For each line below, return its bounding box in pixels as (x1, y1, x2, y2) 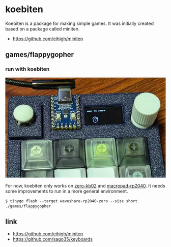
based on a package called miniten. (5, 25, 80, 32)
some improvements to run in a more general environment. (5, 188, 128, 194)
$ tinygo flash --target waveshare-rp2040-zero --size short (5, 198, 138, 204)
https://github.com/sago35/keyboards (12, 236, 93, 242)
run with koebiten (5, 66, 50, 73)
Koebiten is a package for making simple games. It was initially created (5, 20, 154, 26)
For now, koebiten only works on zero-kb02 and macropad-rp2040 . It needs (5, 182, 165, 189)
